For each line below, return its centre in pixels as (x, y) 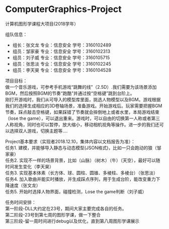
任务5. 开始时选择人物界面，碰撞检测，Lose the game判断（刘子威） (76, 191)
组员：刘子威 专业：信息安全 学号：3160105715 (61, 57)
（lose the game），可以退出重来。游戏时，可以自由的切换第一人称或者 (78, 118)
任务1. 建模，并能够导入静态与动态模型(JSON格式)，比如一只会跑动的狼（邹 (83, 148)
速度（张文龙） (25, 185)
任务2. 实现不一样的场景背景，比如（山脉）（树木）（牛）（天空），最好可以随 (83, 160)
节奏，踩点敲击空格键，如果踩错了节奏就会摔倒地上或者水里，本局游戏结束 (82, 112)
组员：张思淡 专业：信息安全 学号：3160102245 (62, 64)
